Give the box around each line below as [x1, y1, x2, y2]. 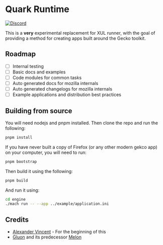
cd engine [5, 197, 26, 202]
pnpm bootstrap [5, 159, 37, 164]
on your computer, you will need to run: [5, 149, 87, 155]
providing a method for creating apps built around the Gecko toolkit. [5, 35, 146, 41]
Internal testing [12, 63, 44, 69]
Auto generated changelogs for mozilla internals [12, 86, 112, 92]
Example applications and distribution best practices [12, 92, 122, 98]
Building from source [5, 107, 72, 115]
